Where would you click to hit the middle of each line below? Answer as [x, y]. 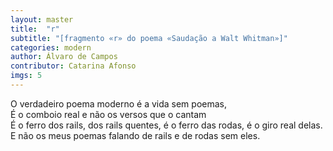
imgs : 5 [26, 76]
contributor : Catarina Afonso [73, 66]
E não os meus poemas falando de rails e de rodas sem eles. [135, 135]
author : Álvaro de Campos [64, 57]
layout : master [42, 19]
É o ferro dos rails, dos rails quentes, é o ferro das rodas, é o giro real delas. [166, 125]
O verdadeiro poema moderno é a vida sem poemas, [119, 103]
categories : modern [51, 47]
